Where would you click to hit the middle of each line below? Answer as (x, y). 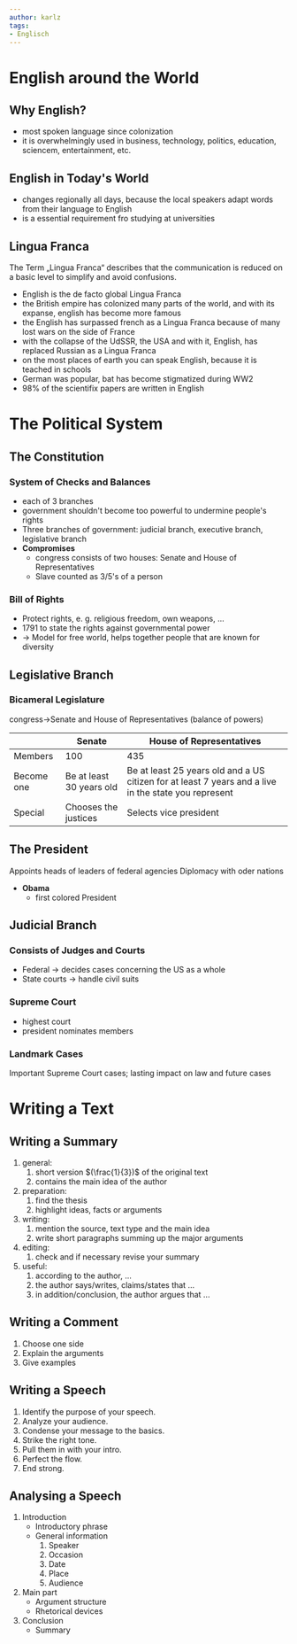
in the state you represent (180, 792)
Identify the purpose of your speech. (89, 1411)
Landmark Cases (46, 1053)
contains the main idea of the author (101, 1181)
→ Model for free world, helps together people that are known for (141, 638)
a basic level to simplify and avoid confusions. (93, 277)
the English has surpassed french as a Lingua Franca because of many (151, 322)
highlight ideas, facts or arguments (99, 1209)
